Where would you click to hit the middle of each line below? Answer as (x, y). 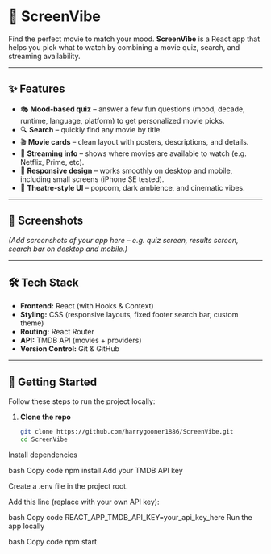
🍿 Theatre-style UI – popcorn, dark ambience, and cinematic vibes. (132, 187)
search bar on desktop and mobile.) (68, 249)
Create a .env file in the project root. (68, 486)
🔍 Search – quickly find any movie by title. (91, 129)
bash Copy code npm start (52, 541)
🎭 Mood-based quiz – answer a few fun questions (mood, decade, (132, 109)
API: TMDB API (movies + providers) (81, 340)
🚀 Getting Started (53, 382)
